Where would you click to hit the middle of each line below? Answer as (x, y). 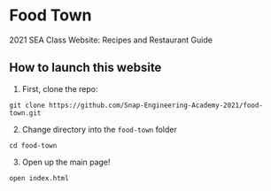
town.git (25, 113)
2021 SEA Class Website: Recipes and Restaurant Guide (111, 40)
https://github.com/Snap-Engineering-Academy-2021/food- (156, 105)
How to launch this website (85, 68)
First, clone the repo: (60, 88)
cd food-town (33, 145)
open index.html (39, 178)
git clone (27, 105)
